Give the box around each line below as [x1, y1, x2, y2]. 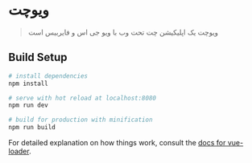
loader [8, 146, 30, 156]
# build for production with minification [8, 116, 153, 124]
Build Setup [8, 51, 68, 64]
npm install [8, 79, 48, 88]
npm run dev [8, 101, 48, 109]
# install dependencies [8, 71, 89, 80]
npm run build [8, 124, 56, 132]
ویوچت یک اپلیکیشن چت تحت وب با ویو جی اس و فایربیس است [27, 27, 219, 37]
